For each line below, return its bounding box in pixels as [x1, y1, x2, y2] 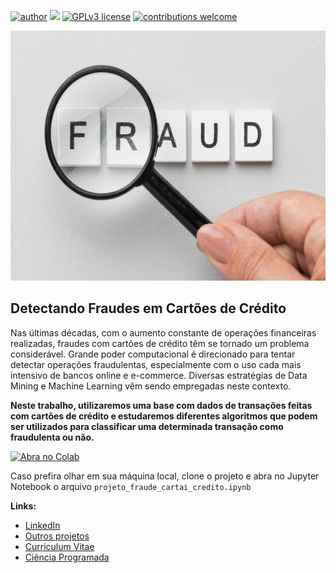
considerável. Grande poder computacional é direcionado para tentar [10, 348, 296, 360]
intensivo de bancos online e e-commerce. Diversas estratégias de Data [10, 369, 308, 381]
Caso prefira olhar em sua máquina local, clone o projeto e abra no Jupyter [10, 470, 320, 482]
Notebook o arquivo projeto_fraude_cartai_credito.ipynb [10, 480, 252, 492]
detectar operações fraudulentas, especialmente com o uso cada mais [10, 358, 302, 370]
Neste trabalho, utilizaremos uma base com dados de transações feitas [10, 399, 313, 411]
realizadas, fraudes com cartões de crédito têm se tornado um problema [10, 337, 310, 349]
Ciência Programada [24, 551, 110, 563]
